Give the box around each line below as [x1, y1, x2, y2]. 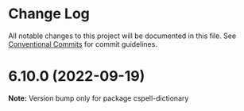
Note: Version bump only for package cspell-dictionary [8, 93, 189, 103]
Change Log [8, 5, 90, 23]
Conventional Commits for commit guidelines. [8, 39, 157, 48]
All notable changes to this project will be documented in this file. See [8, 31, 237, 40]
